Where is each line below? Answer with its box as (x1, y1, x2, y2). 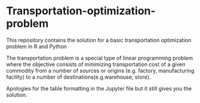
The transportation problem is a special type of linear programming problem (6, 54, 193, 61)
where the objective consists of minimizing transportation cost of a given (6, 61, 186, 68)
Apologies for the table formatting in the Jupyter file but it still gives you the (6, 85, 192, 92)
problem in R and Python (6, 43, 67, 50)
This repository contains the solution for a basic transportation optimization (6, 36, 192, 43)
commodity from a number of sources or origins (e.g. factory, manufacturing (6, 67, 195, 74)
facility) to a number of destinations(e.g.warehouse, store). (6, 73, 151, 80)
